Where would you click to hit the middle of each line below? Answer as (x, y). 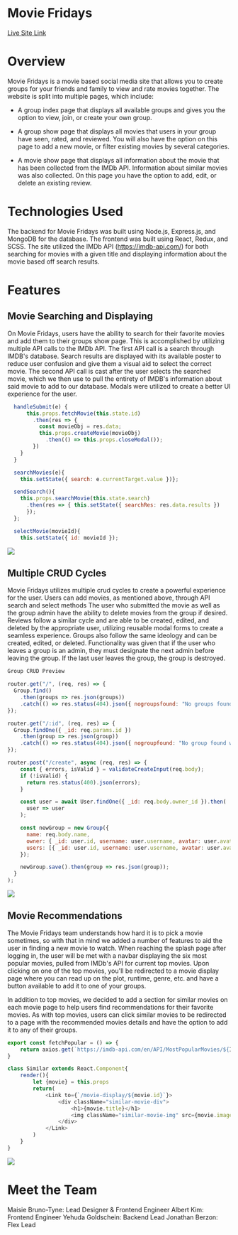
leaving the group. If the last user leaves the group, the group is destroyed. (117, 658)
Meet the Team (52, 1190)
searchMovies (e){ (39, 473)
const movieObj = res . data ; (80, 427)
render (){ (35, 1075)
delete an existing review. (55, 183)
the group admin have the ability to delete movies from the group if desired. (118, 613)
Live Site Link (27, 33)
